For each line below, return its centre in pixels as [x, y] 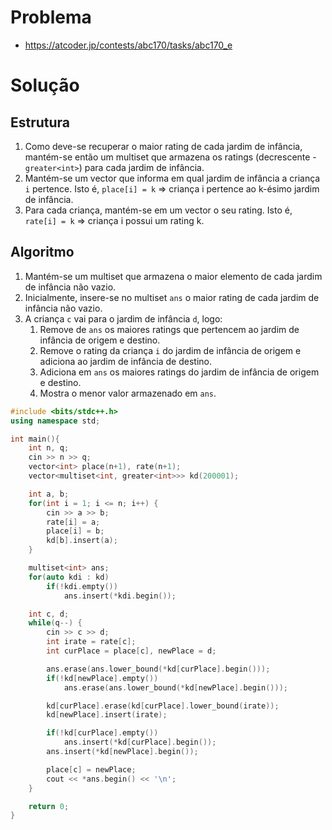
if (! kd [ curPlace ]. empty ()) [102, 733]
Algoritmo [42, 252]
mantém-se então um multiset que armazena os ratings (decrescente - [170, 157]
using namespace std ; [55, 421]
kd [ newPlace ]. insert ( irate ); [107, 715]
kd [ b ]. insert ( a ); [82, 541]
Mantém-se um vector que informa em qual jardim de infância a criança [172, 178]
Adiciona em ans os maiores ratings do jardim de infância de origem [179, 372]
